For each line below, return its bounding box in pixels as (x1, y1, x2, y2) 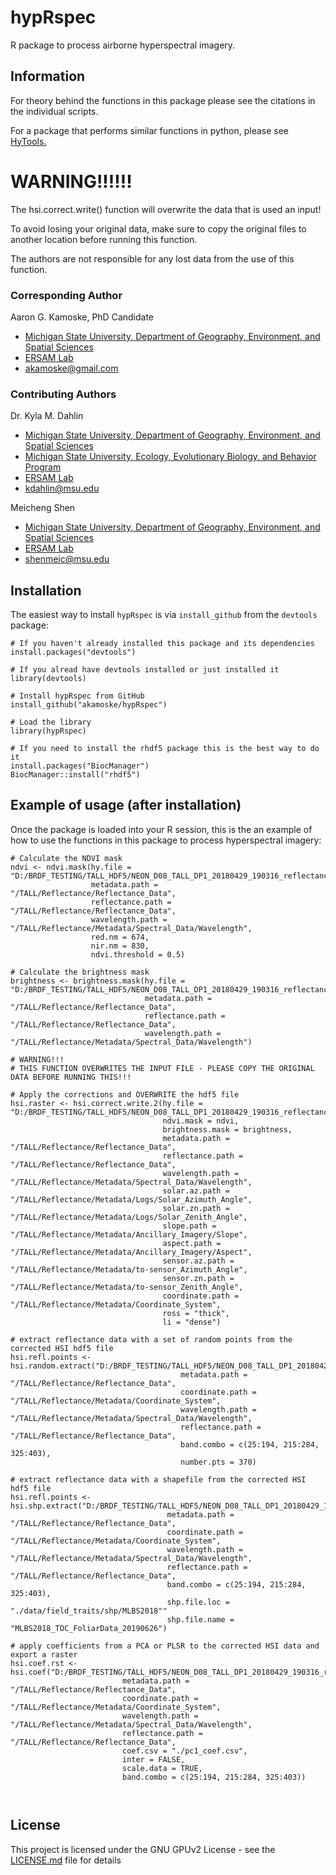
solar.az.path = (162, 1186, 230, 1196)
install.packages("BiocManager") (10, 761, 150, 771)
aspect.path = (162, 1238, 222, 1248)
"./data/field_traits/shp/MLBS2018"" (10, 1606, 168, 1616)
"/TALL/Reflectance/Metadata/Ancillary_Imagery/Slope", (10, 1229, 248, 1240)
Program (24, 461, 62, 473)
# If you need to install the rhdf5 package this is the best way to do (10, 744, 320, 754)
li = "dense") (162, 1317, 222, 1327)
